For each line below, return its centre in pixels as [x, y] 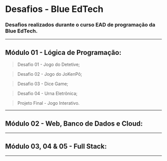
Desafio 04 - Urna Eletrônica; [47, 94]
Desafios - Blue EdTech [54, 9]
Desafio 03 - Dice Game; [43, 84]
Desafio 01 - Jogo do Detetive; [49, 65]
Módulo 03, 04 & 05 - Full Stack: [56, 146]
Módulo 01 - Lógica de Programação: [63, 53]
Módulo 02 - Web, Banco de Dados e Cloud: [74, 123]
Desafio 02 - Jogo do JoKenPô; [50, 74]
